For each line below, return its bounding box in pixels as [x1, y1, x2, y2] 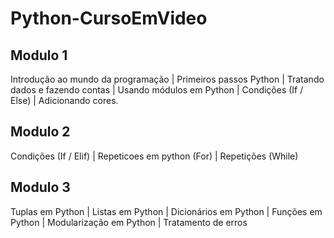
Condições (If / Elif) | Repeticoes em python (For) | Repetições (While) [10, 150, 299, 162]
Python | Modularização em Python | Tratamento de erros [10, 216, 248, 228]
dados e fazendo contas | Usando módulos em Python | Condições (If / [10, 84, 304, 96]
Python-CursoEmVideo [10, 7, 208, 30]
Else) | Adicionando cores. [10, 95, 119, 106]
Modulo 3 [10, 179, 71, 196]
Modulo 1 [10, 47, 68, 64]
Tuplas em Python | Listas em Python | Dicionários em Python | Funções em [10, 205, 323, 217]
